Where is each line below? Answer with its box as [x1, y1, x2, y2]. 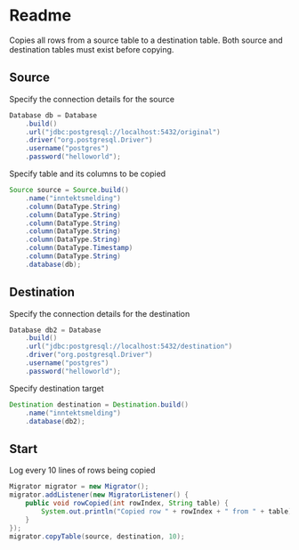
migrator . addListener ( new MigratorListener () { [9, 490, 190, 499]
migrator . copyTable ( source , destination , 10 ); [9, 531, 185, 541]
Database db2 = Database [9, 326, 101, 335]
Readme [9, 5, 72, 26]
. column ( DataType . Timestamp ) [25, 244, 133, 253]
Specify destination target [9, 383, 104, 393]
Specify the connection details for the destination [9, 308, 190, 319]
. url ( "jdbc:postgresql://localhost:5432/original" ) [25, 127, 221, 136]
